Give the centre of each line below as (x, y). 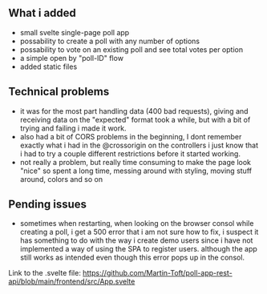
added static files (49, 66)
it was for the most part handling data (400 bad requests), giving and (134, 111)
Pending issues (47, 205)
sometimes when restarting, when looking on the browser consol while (137, 224)
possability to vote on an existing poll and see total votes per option (131, 49)
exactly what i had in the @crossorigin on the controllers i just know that (139, 145)
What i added (42, 13)
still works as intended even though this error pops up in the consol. (132, 258)
